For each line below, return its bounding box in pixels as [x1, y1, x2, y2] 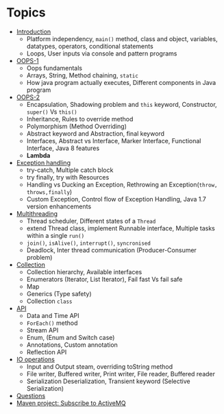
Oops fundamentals [26, 64, 83, 72]
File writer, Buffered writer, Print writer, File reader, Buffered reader [26, 369, 216, 378]
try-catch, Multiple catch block [26, 166, 114, 174]
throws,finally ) [26, 187, 73, 196]
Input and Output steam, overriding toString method [26, 362, 173, 371]
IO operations [16, 355, 55, 363]
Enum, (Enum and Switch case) [26, 333, 115, 341]
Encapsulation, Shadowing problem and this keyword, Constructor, [26, 100, 217, 108]
